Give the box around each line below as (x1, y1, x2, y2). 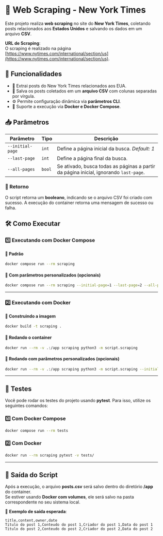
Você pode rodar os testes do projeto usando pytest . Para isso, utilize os (5, 398, 151, 404)
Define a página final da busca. (57, 155, 128, 162)
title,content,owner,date (5, 518, 57, 523)
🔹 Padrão (5, 251, 24, 257)
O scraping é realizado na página (5, 45, 71, 51)
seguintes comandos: (5, 403, 49, 408)
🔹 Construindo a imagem (5, 313, 56, 319)
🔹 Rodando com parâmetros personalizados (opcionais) (5, 356, 120, 362)
